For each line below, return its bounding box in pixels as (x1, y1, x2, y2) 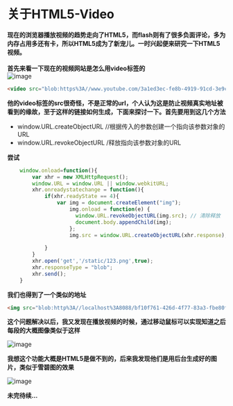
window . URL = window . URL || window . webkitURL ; (32, 180, 169, 187)
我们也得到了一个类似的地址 (7, 290, 87, 299)
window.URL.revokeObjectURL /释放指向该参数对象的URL (17, 138, 182, 147)
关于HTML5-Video (7, 6, 114, 22)
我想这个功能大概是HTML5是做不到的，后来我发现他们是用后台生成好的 (7, 355, 212, 363)
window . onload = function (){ (19, 167, 98, 174)
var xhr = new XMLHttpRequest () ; (32, 173, 129, 181)
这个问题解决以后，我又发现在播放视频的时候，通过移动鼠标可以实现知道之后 (7, 318, 226, 326)
